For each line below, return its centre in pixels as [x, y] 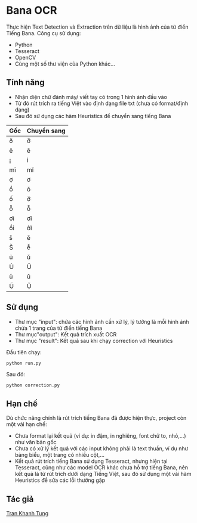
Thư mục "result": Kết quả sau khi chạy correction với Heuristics [94, 341]
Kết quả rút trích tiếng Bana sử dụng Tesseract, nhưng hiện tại [91, 461]
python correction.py [33, 385]
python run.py [24, 363]
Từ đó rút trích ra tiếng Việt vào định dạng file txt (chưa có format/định [101, 103]
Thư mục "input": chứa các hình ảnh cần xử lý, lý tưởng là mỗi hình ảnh [102, 321]
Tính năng [25, 83]
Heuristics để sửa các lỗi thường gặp [60, 480]
